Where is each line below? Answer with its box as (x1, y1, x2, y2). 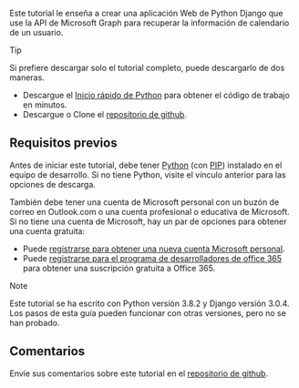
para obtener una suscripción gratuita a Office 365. (22, 262, 216, 273)
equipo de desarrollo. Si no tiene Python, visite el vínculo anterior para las (9, 168, 286, 180)
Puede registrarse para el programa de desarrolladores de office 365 (22, 252, 283, 263)
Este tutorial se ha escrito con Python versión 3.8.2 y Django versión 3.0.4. (9, 298, 290, 309)
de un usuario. (9, 27, 64, 37)
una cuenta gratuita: (9, 225, 86, 236)
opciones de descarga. (9, 179, 96, 189)
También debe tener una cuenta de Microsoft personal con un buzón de (9, 196, 280, 208)
